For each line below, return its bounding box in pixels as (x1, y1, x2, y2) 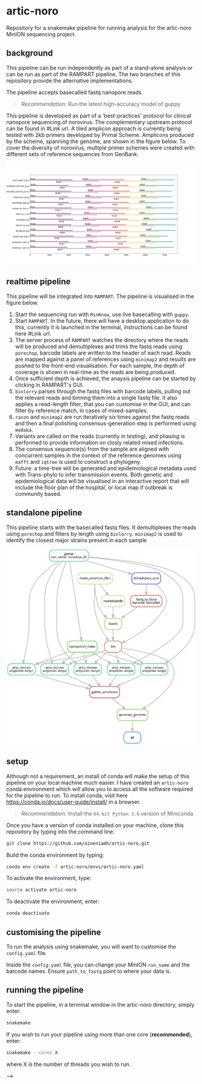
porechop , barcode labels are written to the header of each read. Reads (14, 349, 191, 357)
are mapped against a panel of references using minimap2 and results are (14, 355, 196, 363)
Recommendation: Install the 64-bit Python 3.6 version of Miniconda (21, 810, 194, 817)
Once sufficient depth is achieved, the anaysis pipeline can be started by (14, 375, 196, 382)
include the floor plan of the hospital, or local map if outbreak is (14, 484, 173, 491)
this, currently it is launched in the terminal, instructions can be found (14, 323, 188, 331)
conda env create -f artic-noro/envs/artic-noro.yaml (6, 864, 145, 870)
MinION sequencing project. (6, 30, 77, 37)
